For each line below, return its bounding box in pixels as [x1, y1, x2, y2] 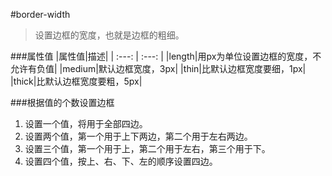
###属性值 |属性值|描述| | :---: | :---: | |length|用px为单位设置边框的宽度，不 [10, 50, 322, 62]
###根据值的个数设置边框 [10, 97, 115, 108]
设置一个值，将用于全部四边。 [24, 118, 148, 129]
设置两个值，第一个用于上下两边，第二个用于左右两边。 [24, 130, 253, 142]
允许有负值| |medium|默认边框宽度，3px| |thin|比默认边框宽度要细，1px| [10, 63, 307, 74]
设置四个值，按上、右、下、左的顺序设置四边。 [24, 155, 218, 167]
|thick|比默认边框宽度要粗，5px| [10, 75, 143, 87]
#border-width [10, 9, 71, 20]
